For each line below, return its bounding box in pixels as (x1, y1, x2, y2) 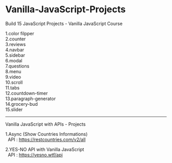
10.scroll (5, 79, 23, 85)
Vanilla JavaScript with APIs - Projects (5, 121, 86, 127)
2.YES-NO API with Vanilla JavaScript (5, 146, 84, 152)
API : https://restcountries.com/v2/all (7, 136, 86, 143)
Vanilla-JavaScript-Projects (5, 4, 126, 15)
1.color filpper (5, 30, 34, 36)
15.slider (5, 106, 23, 112)
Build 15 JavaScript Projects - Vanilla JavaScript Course (5, 20, 123, 27)
